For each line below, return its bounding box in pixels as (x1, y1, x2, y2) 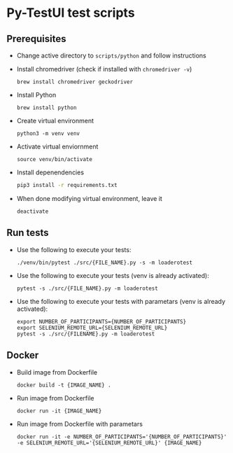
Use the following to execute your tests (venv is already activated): (16, 271, 209, 279)
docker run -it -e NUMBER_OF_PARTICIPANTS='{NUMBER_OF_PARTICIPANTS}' (16, 433, 227, 440)
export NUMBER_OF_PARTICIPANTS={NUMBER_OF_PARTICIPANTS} (16, 318, 187, 325)
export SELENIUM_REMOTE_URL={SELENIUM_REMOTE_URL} (16, 324, 168, 331)
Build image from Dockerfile (16, 368, 98, 376)
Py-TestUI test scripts (6, 5, 135, 21)
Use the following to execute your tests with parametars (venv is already (16, 297, 225, 305)
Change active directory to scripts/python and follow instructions (16, 51, 207, 60)
